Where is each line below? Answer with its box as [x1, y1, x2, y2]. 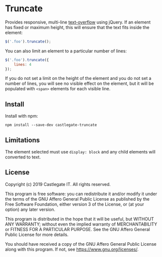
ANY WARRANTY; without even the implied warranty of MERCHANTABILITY [5, 221, 158, 227]
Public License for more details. [5, 231, 69, 237]
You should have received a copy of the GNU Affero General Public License [5, 241, 157, 247]
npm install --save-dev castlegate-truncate [5, 123, 97, 128]
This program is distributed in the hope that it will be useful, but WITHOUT [5, 216, 154, 222]
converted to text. [5, 154, 41, 160]
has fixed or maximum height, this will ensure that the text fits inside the [5, 24, 150, 30]
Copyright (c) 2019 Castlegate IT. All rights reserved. [5, 181, 111, 187]
